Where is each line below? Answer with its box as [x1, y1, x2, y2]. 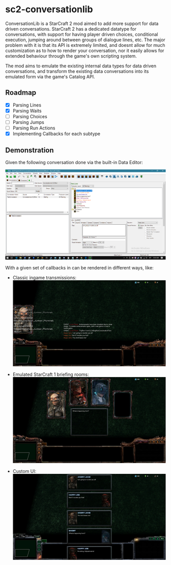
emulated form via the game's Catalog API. [5, 73, 95, 79]
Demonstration [5, 146, 54, 154]
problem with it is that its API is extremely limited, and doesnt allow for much [5, 42, 165, 48]
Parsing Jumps [12, 119, 44, 125]
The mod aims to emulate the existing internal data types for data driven [5, 63, 157, 69]
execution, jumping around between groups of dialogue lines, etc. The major [5, 37, 165, 43]
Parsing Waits [12, 107, 42, 114]
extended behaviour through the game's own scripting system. [5, 52, 137, 59]
